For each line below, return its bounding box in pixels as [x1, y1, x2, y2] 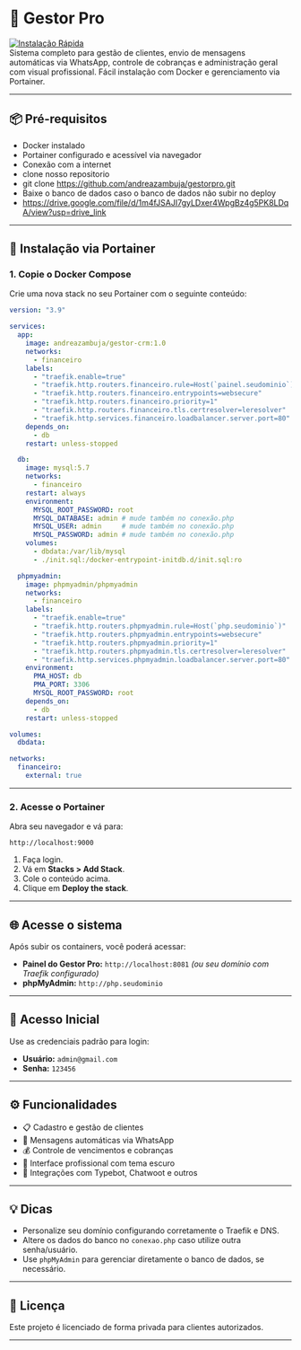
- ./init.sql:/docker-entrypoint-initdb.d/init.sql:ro [32, 555, 243, 564]
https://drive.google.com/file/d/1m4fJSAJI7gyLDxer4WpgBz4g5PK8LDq [21, 197, 289, 207]
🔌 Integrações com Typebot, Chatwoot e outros [21, 1167, 198, 1178]
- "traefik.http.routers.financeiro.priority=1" [32, 397, 219, 407]
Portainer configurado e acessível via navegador [21, 149, 202, 160]
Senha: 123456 [21, 1063, 76, 1073]
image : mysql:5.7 [25, 463, 90, 472]
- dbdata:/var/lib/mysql [32, 547, 126, 556]
